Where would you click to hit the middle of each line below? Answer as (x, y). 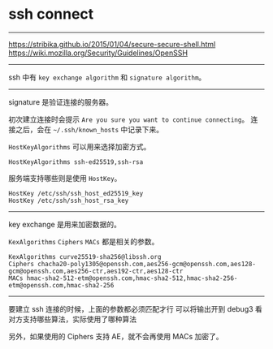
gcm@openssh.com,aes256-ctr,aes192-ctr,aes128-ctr (96, 271)
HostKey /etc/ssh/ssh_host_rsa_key (69, 200)
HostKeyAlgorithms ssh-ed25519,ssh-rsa (76, 162)
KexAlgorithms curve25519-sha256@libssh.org (85, 256)
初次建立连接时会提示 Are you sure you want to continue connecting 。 (129, 119)
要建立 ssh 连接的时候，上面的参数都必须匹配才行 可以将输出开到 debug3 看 (135, 308)
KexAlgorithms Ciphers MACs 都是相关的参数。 (84, 241)
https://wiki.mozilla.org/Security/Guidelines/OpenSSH (98, 53)
